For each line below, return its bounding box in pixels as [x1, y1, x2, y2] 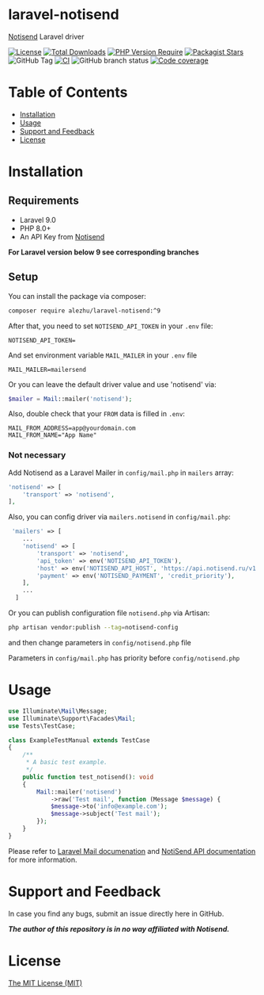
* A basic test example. [25, 759, 108, 767]
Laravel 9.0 [19, 215, 57, 224]
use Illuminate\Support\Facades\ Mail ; [8, 714, 136, 722]
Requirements [8, 194, 79, 208]
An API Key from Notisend [19, 232, 105, 241]
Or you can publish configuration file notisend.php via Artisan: [8, 608, 210, 618]
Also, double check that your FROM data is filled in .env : [8, 409, 186, 419]
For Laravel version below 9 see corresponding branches [8, 247, 199, 257]
